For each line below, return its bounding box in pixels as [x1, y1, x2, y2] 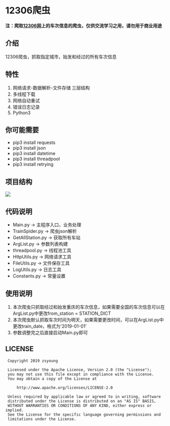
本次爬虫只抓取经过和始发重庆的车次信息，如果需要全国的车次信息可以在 [12, 304, 165, 310]
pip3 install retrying [12, 161, 54, 167]
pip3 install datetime [12, 151, 56, 157]
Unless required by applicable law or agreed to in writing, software [7, 394, 161, 399]
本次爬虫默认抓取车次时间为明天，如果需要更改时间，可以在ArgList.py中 [12, 316, 164, 323]
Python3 [12, 110, 31, 116]
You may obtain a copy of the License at [7, 376, 97, 381]
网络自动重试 [12, 97, 40, 103]
